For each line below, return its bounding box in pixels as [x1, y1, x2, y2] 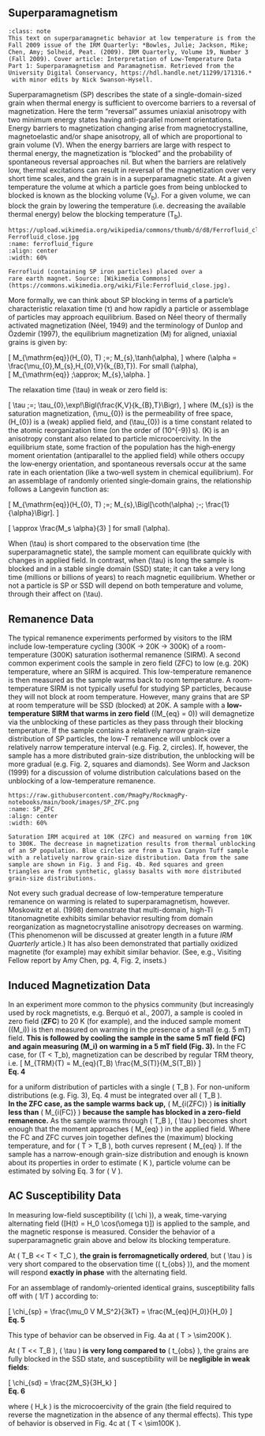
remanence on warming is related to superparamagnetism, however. [8, 897, 230, 907]
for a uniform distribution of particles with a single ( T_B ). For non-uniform [8, 1082, 250, 1092]
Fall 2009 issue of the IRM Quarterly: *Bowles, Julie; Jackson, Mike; [8, 41, 248, 49]
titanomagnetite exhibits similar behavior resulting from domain [8, 914, 213, 923]
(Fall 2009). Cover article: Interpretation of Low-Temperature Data [8, 55, 242, 63]
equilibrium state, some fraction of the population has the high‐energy [8, 442, 236, 452]
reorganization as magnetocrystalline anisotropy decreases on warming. [8, 922, 244, 932]
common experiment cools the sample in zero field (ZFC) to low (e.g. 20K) [8, 658, 249, 668]
